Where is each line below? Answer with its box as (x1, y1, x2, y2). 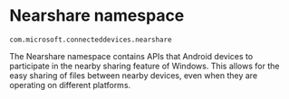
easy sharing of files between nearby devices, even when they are (9, 69, 258, 81)
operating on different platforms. (9, 79, 131, 90)
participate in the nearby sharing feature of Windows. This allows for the (9, 60, 280, 71)
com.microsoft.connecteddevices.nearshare (9, 35, 172, 44)
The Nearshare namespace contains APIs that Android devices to (9, 50, 254, 61)
